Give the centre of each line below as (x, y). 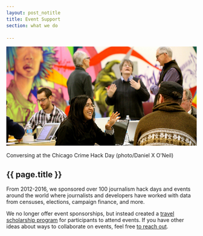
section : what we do (32, 25)
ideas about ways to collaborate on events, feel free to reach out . (87, 226)
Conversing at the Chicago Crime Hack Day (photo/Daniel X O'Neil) (90, 156)
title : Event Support (34, 19)
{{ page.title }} (34, 175)
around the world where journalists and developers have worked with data (99, 195)
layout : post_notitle (34, 13)
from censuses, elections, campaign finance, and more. (76, 202)
